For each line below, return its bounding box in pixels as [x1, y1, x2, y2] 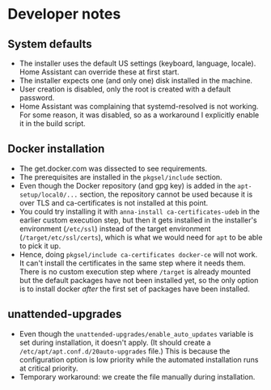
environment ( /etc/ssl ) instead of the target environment [19, 223, 211, 233]
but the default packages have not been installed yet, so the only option [19, 275, 259, 285]
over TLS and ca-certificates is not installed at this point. [19, 197, 209, 207]
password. [19, 93, 55, 102]
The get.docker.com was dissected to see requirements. [19, 163, 208, 173]
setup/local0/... [19, 191, 78, 199]
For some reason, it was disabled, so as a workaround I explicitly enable [19, 110, 260, 120]
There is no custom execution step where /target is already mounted [19, 266, 252, 276]
